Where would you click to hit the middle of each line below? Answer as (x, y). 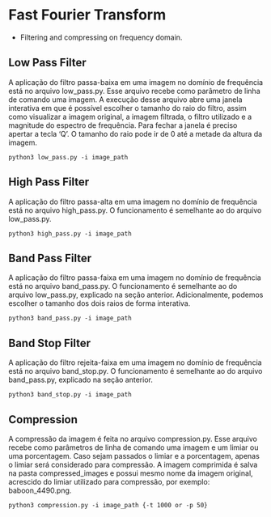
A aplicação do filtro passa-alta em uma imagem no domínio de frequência (133, 201)
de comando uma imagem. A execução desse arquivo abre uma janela (125, 100)
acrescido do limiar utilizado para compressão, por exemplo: (109, 482)
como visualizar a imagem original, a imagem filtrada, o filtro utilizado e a (130, 117)
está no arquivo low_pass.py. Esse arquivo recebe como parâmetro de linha (134, 91)
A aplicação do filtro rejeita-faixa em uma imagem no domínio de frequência (135, 362)
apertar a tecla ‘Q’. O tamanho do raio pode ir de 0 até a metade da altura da (135, 133)
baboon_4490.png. (40, 490)
